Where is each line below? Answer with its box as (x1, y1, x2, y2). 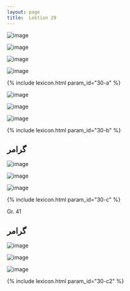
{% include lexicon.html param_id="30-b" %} (7, 126, 121, 134)
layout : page (7, 9, 40, 15)
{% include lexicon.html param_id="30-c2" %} (7, 278, 125, 285)
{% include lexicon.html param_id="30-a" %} (7, 79, 121, 86)
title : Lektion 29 (7, 15, 57, 21)
